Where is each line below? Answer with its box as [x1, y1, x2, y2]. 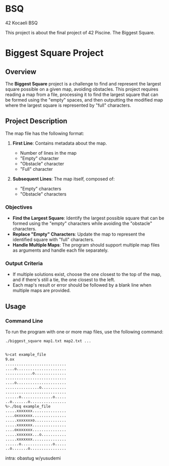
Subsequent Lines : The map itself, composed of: [12, 175, 115, 182]
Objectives [5, 203, 33, 210]
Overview [5, 67, 37, 76]
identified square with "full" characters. [12, 237, 95, 243]
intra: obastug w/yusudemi [5, 455, 61, 461]
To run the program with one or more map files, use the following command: [5, 329, 163, 335]
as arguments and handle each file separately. [12, 247, 109, 253]
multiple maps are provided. [12, 288, 71, 294]
